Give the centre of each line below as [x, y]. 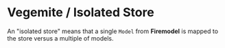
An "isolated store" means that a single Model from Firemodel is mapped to [113, 31]
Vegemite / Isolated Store [81, 13]
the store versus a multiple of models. [61, 38]
